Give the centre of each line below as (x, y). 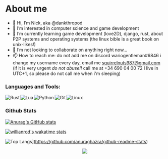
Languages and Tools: (33, 87)
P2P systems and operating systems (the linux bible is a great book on (86, 39)
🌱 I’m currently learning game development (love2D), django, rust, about (88, 33)
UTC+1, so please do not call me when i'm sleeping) (67, 73)
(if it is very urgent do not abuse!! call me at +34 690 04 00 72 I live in (85, 68)
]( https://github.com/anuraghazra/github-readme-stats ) (90, 141)
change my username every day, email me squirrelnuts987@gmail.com (86, 63)
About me (26, 9)
